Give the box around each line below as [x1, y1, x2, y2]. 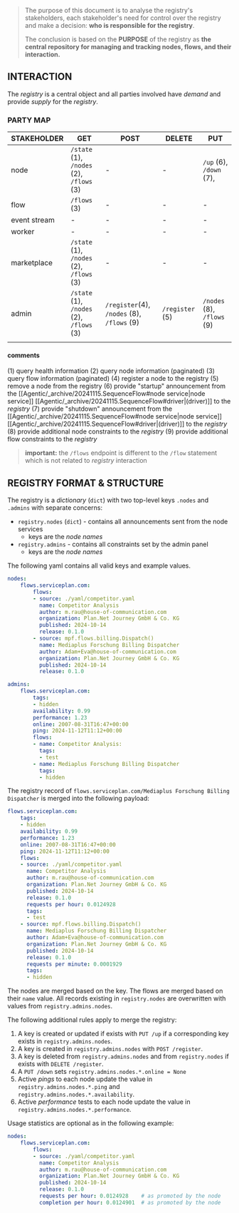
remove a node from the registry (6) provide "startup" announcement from [7, 382, 226, 391]
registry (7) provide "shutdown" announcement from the [7, 404, 173, 413]
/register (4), [105, 300, 151, 309]
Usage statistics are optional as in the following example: [7, 1119, 174, 1127]
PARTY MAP [7, 115, 51, 125]
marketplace [11, 258, 53, 268]
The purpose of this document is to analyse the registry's [24, 6, 193, 14]
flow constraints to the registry [7, 435, 97, 444]
